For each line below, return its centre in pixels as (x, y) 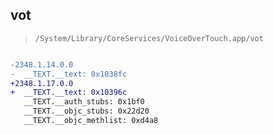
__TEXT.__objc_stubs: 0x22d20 (86, 111)
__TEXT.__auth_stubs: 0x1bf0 (84, 102)
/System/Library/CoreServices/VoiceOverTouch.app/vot (149, 38)
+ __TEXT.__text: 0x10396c (69, 93)
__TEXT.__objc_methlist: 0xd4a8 (91, 121)
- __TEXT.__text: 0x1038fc (69, 74)
